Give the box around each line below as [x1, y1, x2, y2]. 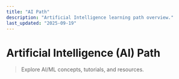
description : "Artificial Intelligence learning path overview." [6, 14, 174, 21]
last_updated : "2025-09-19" [6, 20, 77, 26]
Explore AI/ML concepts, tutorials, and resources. [20, 66, 145, 73]
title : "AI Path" [6, 8, 50, 15]
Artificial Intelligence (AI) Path [6, 46, 161, 60]
